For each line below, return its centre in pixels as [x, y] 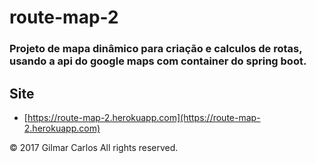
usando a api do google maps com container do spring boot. [158, 61]
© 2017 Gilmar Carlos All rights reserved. [94, 147]
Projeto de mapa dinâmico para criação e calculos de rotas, [156, 49]
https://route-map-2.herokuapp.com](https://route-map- [144, 117]
